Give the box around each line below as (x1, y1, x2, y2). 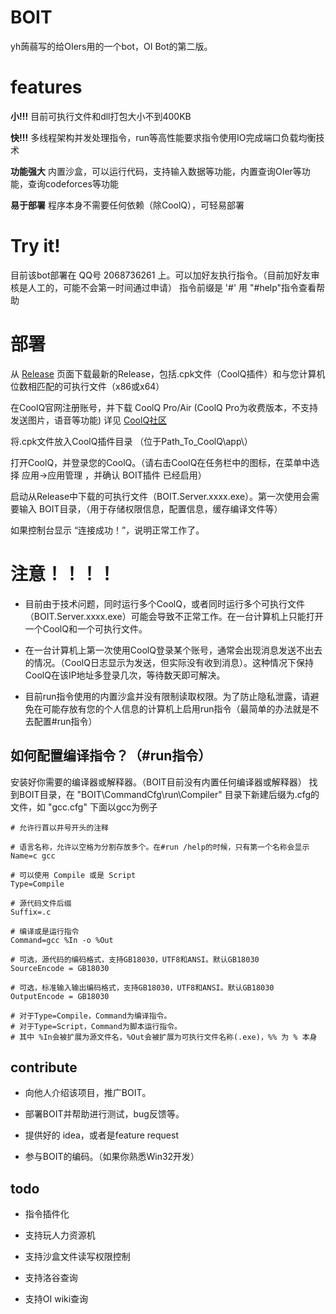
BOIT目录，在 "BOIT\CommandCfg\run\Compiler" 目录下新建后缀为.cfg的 (18, 788, 320, 800)
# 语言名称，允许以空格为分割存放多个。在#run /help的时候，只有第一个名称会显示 (10, 842, 310, 852)
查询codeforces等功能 (27, 177, 119, 190)
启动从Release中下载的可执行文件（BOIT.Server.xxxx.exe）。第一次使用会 (10, 490, 312, 502)
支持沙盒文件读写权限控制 (24, 1251, 131, 1263)
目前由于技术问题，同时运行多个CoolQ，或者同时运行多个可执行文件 (24, 597, 305, 610)
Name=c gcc (10, 851, 56, 861)
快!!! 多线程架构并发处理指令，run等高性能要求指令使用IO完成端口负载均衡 (10, 131, 317, 143)
